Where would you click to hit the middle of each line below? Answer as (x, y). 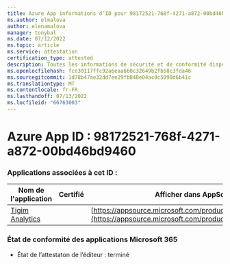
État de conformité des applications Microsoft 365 (92, 239)
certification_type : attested (50, 58)
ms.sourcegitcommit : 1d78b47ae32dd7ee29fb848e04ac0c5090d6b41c (99, 77)
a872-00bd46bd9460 (72, 151)
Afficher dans (178, 195)
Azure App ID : (49, 137)
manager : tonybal (32, 33)
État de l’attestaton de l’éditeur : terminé (73, 254)
